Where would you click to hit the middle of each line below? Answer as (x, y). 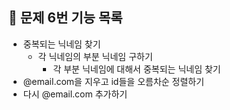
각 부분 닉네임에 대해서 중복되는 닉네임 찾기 (136, 69)
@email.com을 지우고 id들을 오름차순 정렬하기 (113, 81)
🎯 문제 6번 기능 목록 (65, 18)
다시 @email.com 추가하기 (75, 94)
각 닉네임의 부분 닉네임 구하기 (95, 56)
